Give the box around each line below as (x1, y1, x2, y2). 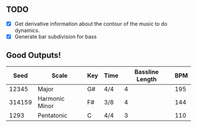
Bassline (134, 67, 159, 75)
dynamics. (14, 26, 40, 34)
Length (136, 75, 157, 83)
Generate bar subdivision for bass (14, 33, 97, 40)
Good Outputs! (6, 50, 62, 60)
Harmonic (38, 94, 65, 102)
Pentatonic (38, 111, 67, 119)
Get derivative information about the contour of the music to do (14, 20, 168, 27)
